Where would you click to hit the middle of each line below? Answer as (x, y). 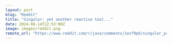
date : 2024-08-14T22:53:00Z (35, 24)
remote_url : (18, 33)
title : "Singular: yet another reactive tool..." (59, 19)
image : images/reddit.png (33, 29)
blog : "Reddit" (21, 15)
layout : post (19, 10)
